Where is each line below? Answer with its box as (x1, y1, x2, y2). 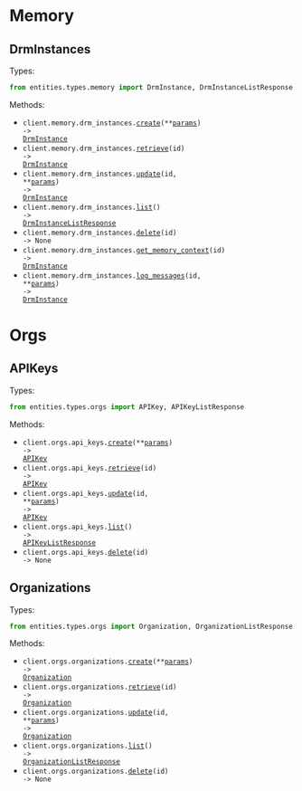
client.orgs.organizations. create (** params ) (22, 657, 193, 666)
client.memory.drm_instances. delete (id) (22, 228, 177, 237)
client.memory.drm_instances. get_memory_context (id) (22, 245, 226, 254)
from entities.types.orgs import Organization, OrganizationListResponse (9, 622, 294, 631)
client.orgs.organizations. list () (22, 741, 153, 751)
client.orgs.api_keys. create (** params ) (22, 438, 174, 447)
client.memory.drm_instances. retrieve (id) (22, 144, 185, 153)
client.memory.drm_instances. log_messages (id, (22, 271, 202, 281)
